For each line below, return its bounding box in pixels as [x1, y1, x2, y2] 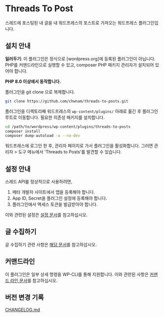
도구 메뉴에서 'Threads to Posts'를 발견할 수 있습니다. [18, 149, 122, 155]
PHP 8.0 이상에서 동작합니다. [5, 78, 61, 84]
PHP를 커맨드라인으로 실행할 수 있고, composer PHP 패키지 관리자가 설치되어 [5, 62, 154, 68]
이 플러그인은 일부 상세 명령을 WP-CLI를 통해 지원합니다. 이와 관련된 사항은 [5, 271, 149, 277]
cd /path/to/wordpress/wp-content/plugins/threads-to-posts [5, 124, 131, 129]
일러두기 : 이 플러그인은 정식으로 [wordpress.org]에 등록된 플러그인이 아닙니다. [5, 56, 156, 61]
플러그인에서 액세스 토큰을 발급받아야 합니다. [12, 202, 98, 207]
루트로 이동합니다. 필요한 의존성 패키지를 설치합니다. [5, 114, 105, 120]
